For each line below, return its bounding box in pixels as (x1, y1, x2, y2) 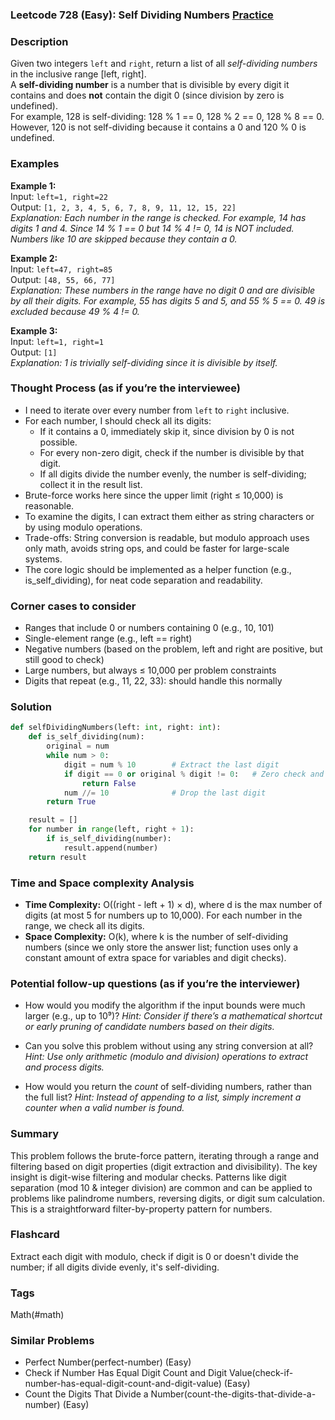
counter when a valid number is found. (24, 1102, 185, 1114)
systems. (24, 553, 63, 565)
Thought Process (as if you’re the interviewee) (10, 381, 242, 395)
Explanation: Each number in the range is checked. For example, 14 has (10, 211, 307, 223)
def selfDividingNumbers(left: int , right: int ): (10, 723, 222, 733)
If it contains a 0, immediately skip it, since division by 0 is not (39, 425, 295, 437)
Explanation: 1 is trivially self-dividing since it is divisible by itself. (10, 356, 278, 368)
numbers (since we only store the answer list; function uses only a (24, 941, 299, 953)
